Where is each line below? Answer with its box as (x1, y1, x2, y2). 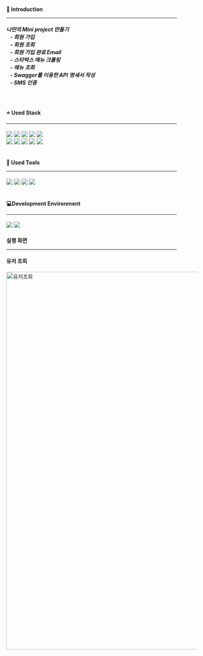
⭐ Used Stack (6, 109, 41, 116)
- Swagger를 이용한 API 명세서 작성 (10, 71, 95, 79)
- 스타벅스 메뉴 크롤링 (10, 56, 61, 64)
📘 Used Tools (6, 159, 41, 166)
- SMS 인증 (10, 79, 38, 86)
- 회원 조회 (10, 41, 35, 49)
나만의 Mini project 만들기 (6, 26, 69, 33)
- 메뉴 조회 (10, 64, 35, 71)
